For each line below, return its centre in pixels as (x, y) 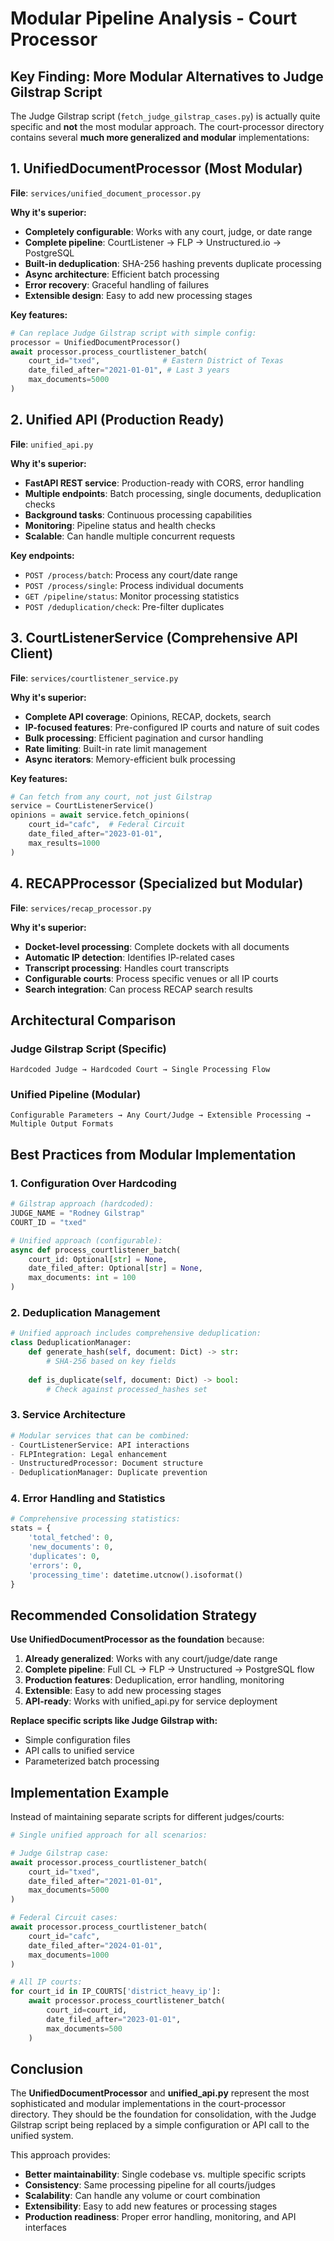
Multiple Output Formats (62, 1124)
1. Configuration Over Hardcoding (93, 1183)
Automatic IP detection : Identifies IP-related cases (129, 957)
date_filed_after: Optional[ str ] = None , (115, 1268)
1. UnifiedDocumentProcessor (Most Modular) (156, 168)
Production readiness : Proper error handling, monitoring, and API (160, 2217)
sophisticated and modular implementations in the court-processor (148, 2104)
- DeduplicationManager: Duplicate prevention (109, 1473)
